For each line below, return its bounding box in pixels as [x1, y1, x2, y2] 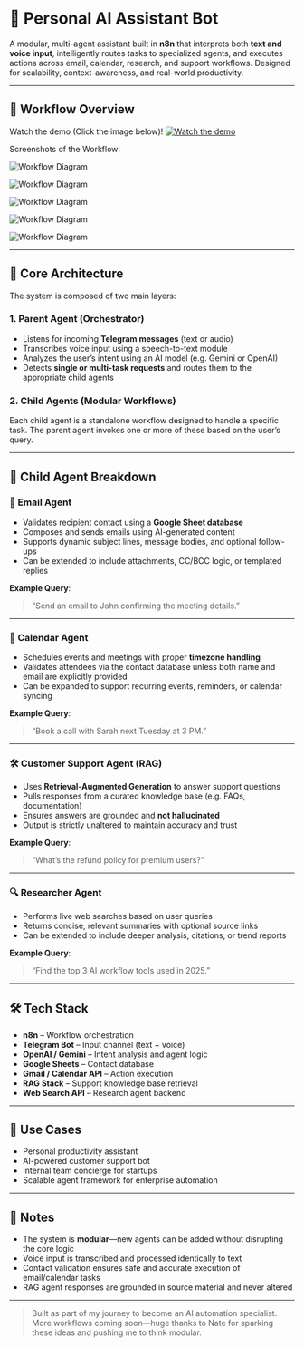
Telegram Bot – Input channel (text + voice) [22, 1039, 185, 1050]
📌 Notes [9, 1209, 55, 1225]
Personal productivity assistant [22, 1146, 138, 1157]
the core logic [22, 1244, 75, 1255]
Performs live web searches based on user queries [22, 910, 213, 921]
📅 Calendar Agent [9, 631, 89, 644]
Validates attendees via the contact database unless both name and [22, 662, 276, 673]
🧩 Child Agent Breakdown [9, 469, 157, 484]
